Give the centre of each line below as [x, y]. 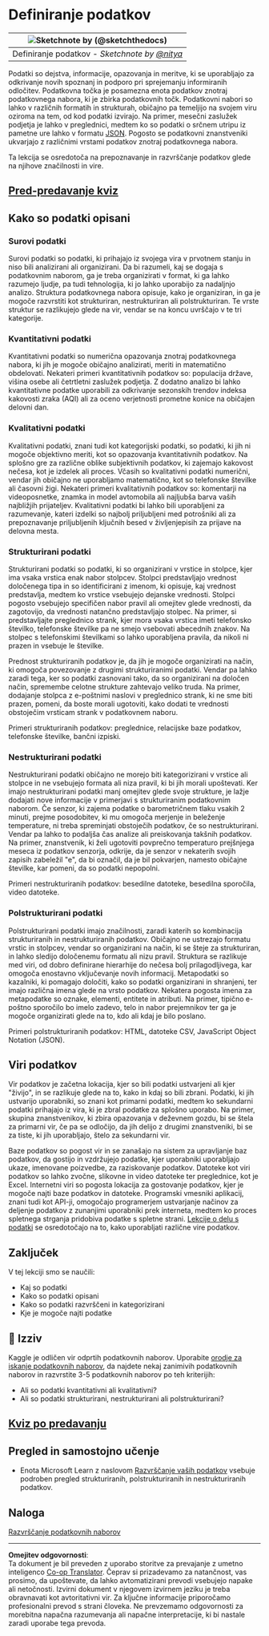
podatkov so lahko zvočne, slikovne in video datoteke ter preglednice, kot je [133, 1177]
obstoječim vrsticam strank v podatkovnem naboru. [93, 712]
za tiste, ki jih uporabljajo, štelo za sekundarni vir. [89, 1135]
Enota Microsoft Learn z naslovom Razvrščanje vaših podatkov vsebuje [138, 1470]
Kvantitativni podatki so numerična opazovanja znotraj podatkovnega [122, 356]
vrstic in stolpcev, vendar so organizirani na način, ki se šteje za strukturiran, [134, 947]
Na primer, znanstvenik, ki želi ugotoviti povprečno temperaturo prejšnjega [131, 842]
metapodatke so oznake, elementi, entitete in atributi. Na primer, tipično [126, 999]
